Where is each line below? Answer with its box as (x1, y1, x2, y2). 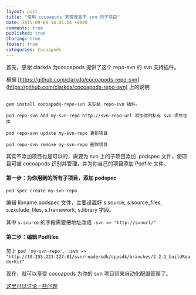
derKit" (6, 259, 25, 265)
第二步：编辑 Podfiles (6, 233, 59, 240)
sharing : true (6, 36, 41, 42)
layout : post (6, 8, 38, 15)
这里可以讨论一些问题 (6, 283, 58, 290)
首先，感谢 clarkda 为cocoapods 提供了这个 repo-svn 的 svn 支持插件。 (6, 63, 180, 70)
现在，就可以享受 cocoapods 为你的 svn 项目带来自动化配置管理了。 (6, 270, 171, 277)
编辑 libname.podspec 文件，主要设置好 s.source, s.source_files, (6, 199, 163, 206)
